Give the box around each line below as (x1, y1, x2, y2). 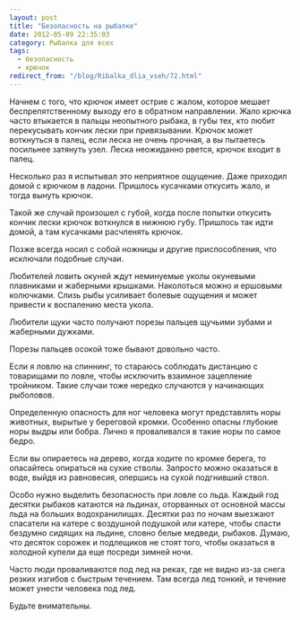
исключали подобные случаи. (9, 253, 124, 264)
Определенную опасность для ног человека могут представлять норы (9, 406, 281, 417)
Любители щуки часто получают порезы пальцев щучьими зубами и (9, 316, 272, 327)
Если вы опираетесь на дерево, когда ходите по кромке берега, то (9, 452, 267, 463)
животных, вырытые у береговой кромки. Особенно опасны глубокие (9, 416, 279, 427)
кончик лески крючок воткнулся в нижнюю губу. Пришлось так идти (9, 216, 273, 227)
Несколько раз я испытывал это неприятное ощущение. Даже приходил (9, 170, 287, 181)
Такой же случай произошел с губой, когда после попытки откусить (9, 207, 271, 218)
